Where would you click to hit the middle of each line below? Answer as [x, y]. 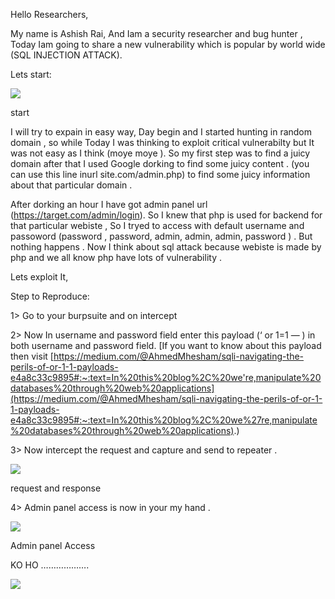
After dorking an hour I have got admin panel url [109, 204]
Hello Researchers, [49, 14]
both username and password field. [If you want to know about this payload [166, 345]
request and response [56, 488]
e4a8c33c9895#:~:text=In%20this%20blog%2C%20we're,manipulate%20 [166, 377]
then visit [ [32, 356]
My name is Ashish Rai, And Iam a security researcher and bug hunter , [156, 33]
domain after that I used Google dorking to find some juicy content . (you [160, 163]
